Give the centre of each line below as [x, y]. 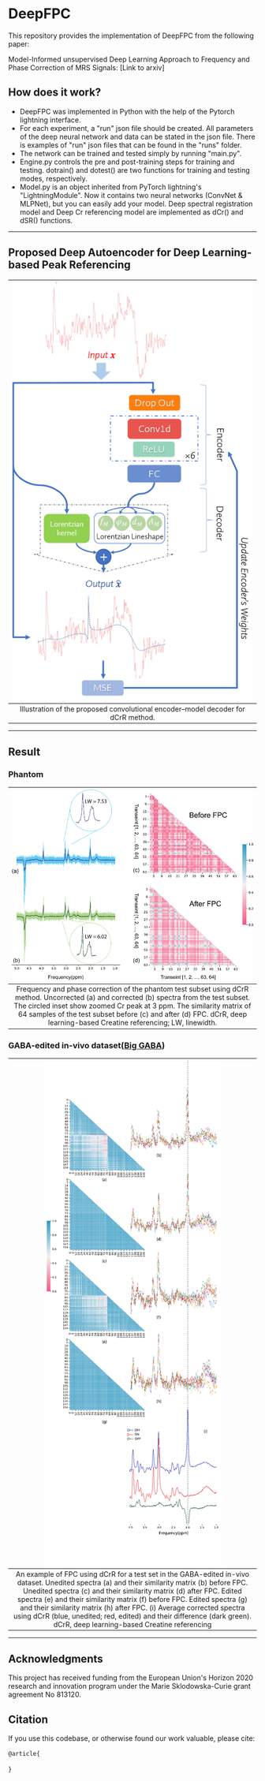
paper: [19, 43]
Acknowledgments [56, 1658]
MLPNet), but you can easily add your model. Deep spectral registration [136, 203]
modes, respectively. [54, 178]
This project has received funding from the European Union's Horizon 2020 [131, 1678]
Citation [28, 1719]
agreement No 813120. [45, 1695]
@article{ [24, 1754]
